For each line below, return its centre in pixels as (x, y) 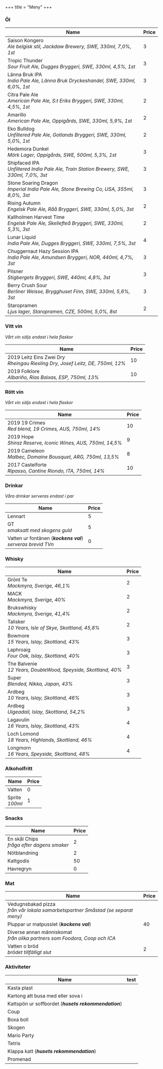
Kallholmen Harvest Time (36, 217)
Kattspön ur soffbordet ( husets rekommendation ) (65, 1004)
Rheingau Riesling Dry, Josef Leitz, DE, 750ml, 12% (67, 363)
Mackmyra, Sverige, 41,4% (39, 614)
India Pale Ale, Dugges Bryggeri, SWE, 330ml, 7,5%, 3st (72, 243)
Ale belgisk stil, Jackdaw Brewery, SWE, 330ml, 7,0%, (70, 47)
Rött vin (14, 392)
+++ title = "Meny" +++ (29, 7)
